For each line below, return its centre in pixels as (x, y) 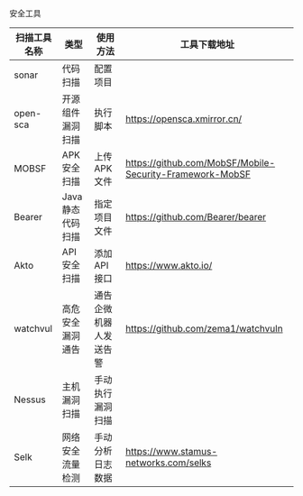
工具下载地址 (207, 45)
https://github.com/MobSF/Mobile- (201, 163)
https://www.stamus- (172, 451)
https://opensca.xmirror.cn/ (184, 119)
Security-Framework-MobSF (188, 174)
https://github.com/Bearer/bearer (196, 217)
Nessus (30, 400)
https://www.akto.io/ (169, 266)
